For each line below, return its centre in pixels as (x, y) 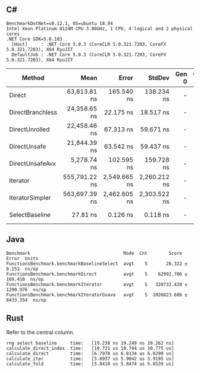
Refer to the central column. (40, 333)
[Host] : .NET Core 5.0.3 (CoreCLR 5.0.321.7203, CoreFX (89, 44)
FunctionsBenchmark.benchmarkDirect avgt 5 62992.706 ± (97, 274)
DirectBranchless (33, 112)
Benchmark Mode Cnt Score (94, 253)
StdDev (159, 78)
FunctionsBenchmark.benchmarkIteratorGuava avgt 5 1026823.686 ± (97, 295)
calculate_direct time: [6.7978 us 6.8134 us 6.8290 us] (90, 354)
